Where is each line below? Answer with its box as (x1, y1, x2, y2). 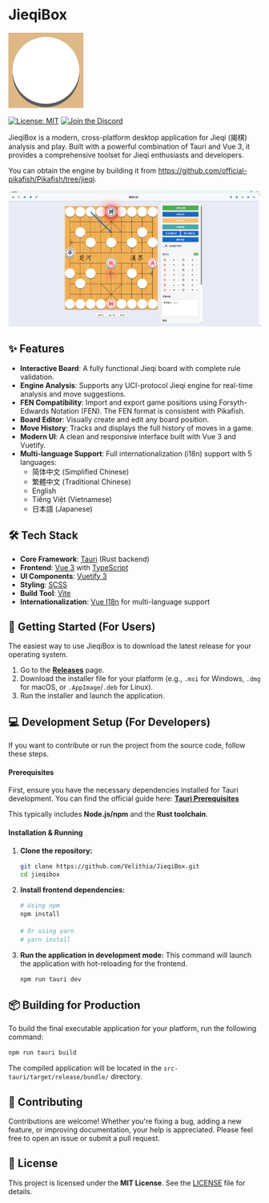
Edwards (19, 406, 50, 415)
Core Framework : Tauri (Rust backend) (19, 554, 150, 564)
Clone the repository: (19, 846, 93, 855)
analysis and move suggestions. (19, 389, 126, 398)
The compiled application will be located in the (8, 1063, 163, 1073)
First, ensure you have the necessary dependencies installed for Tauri (8, 785, 239, 795)
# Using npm (19, 902, 60, 910)
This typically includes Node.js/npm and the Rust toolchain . (8, 809, 208, 819)
